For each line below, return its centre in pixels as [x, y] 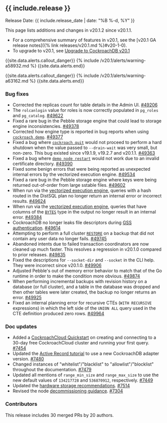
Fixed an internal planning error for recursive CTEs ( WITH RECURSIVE [82, 303]
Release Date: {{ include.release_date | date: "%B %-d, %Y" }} [70, 20]
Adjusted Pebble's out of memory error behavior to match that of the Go [87, 271]
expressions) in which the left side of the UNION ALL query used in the [84, 308]
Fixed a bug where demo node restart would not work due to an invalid [86, 159]
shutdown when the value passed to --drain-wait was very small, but [85, 148]
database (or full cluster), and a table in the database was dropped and [86, 287]
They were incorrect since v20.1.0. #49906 [57, 265]
